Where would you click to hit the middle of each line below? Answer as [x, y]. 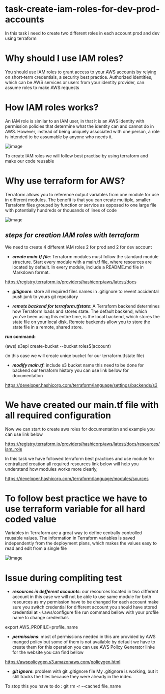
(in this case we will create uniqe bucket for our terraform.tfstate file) [75, 356]
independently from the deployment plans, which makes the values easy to [81, 543]
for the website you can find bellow [48, 652]
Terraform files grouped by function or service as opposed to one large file [81, 205]
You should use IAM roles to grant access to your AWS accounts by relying [81, 72]
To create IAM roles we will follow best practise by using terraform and [77, 155]
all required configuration [58, 415]
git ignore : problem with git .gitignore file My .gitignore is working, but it [85, 671]
